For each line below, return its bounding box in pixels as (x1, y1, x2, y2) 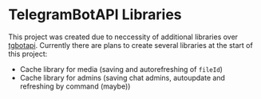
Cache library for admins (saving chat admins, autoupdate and (19, 73, 226, 82)
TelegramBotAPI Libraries (8, 6, 182, 24)
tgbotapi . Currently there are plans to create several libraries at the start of (8, 40, 253, 49)
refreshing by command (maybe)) (19, 81, 131, 91)
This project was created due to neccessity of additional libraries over (8, 32, 238, 42)
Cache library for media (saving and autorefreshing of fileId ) (19, 64, 223, 73)
